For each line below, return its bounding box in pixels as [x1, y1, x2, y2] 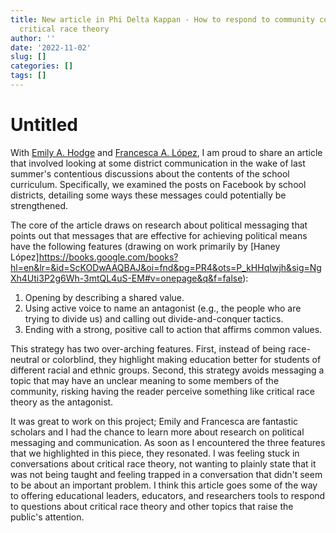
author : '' [10, 33, 56, 43]
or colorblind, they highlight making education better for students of [41, 353, 322, 365]
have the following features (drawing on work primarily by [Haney [10, 240, 281, 252]
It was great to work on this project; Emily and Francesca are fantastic [10, 415, 299, 427]
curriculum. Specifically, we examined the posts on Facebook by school [10, 178, 307, 190]
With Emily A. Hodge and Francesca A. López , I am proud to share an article [10, 146, 323, 158]
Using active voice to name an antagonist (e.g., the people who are [24, 302, 302, 314]
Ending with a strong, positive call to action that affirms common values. [24, 323, 323, 335]
